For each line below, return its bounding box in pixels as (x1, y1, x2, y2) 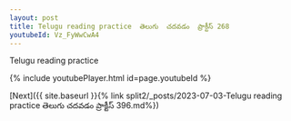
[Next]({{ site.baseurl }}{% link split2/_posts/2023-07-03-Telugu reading (9, 90, 283, 101)
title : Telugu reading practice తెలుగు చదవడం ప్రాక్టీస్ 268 (9, 22, 230, 31)
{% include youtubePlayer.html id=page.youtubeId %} (9, 73, 212, 84)
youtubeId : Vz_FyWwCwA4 (9, 30, 100, 39)
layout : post (9, 13, 59, 23)
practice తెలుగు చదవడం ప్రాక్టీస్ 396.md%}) (9, 100, 159, 111)
